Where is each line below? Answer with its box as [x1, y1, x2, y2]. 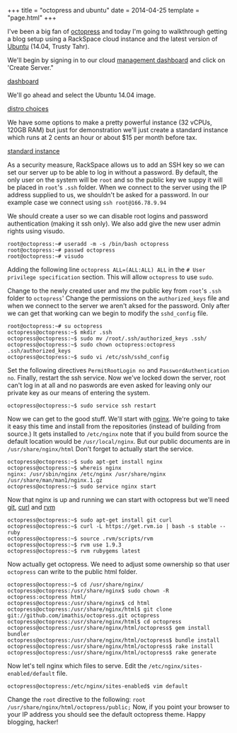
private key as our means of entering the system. [7, 389, 151, 397]
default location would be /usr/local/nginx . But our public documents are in [7, 438, 231, 445]
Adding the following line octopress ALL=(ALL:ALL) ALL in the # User [7, 265, 206, 274]
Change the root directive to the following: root [7, 696, 146, 703]
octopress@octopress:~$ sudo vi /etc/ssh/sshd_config [7, 353, 170, 360]
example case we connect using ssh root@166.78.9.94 [7, 198, 167, 206]
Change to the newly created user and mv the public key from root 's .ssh [7, 286, 221, 295]
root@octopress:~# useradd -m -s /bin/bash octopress [7, 240, 170, 247]
